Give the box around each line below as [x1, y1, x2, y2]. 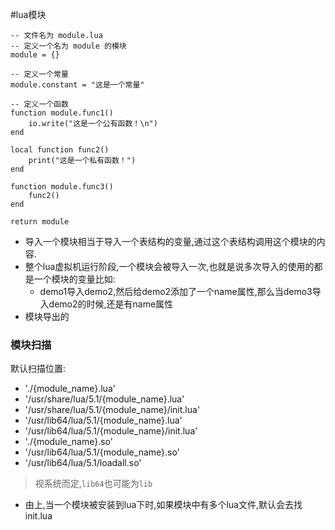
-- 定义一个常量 [10, 69, 69, 79]
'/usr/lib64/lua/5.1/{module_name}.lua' [24, 414, 183, 427]
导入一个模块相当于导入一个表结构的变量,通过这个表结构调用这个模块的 [24, 236, 317, 247]
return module [10, 217, 70, 227]
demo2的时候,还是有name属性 [48, 298, 174, 310]
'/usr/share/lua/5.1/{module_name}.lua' [24, 393, 185, 405]
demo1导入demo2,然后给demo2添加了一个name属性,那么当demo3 [39, 286, 313, 297]
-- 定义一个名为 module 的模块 [10, 41, 127, 51]
